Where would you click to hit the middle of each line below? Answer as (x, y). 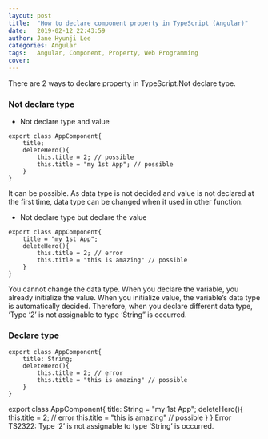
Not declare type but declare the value (83, 217)
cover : (19, 61)
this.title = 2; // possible (86, 157)
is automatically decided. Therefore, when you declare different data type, (131, 307)
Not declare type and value (64, 122)
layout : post (30, 16)
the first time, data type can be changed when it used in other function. (126, 202)
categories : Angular (43, 46)
